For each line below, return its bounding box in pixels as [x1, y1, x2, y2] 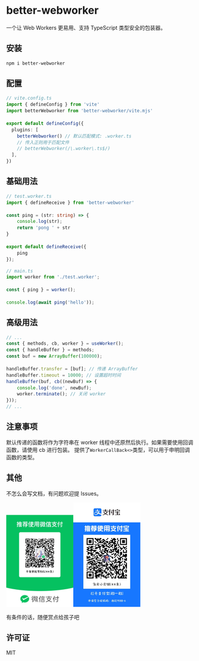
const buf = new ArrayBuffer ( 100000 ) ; [6, 353, 102, 359]
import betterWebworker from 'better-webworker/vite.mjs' [6, 108, 153, 114]
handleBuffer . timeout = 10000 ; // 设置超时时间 [6, 372, 121, 378]
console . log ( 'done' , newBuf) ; [17, 385, 92, 391]
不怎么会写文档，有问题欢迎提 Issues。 [6, 489, 102, 497]
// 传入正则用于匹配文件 [17, 139, 70, 145]
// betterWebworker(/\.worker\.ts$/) [17, 146, 111, 152]
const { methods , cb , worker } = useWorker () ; [6, 341, 124, 347]
